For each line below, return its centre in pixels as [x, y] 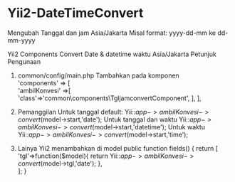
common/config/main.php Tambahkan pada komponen [98, 75]
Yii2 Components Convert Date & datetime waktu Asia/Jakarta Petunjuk [112, 54]
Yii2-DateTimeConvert [75, 13]
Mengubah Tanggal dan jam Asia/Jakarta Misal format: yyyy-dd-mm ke [112, 33]
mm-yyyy [21, 40]
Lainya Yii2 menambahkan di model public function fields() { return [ [118, 148]
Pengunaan [24, 61]
